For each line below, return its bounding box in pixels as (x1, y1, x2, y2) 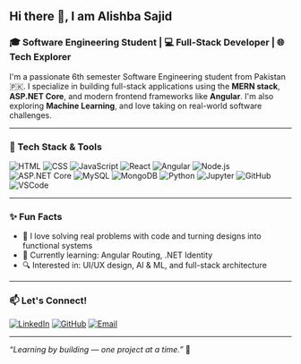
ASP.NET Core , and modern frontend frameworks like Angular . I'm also (9, 90, 274, 101)
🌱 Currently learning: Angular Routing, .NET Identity (21, 250, 213, 260)
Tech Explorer (9, 51, 72, 63)
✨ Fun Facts (9, 210, 63, 223)
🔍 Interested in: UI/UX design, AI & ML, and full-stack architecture (21, 260, 267, 271)
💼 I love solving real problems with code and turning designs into (21, 231, 262, 241)
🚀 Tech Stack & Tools (9, 140, 103, 153)
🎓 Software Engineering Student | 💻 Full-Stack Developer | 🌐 (9, 37, 285, 49)
